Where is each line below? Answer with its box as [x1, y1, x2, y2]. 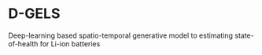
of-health [8, 38, 39, 48]
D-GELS [8, 5, 61, 23]
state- [234, 31, 254, 40]
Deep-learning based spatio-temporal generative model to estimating [8, 31, 234, 40]
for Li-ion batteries [39, 38, 101, 48]
